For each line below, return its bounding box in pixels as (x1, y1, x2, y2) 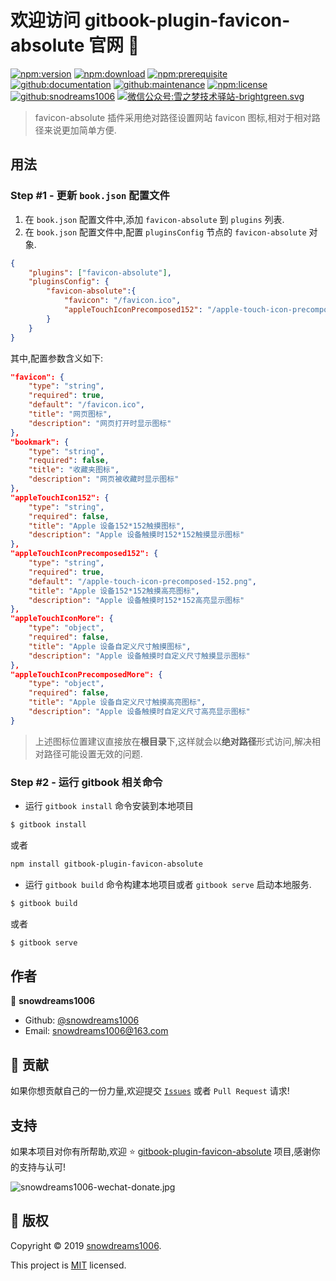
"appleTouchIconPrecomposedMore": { (10, 669, 163, 680)
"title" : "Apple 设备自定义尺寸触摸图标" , (28, 641, 192, 651)
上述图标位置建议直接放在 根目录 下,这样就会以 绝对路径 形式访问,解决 (34, 735, 312, 747)
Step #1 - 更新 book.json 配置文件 (10, 189, 170, 203)
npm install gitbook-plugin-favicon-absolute (10, 859, 203, 869)
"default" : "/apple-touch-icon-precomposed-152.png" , (28, 576, 257, 586)
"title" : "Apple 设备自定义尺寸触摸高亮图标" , (28, 697, 207, 708)
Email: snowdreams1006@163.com (24, 1025, 169, 1037)
